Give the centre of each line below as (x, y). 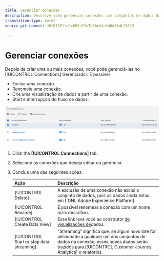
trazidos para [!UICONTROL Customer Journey (105, 247)
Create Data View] (33, 224)
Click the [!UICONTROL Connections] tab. (55, 153)
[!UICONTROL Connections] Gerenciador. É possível (58, 74)
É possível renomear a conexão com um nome (104, 207)
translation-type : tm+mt (30, 20)
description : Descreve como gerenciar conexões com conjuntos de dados (79, 15)
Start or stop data (32, 241)
